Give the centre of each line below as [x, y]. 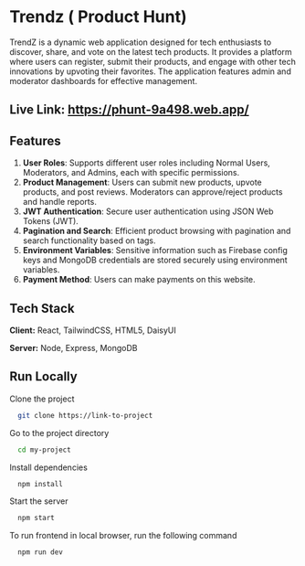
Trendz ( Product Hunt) [98, 17]
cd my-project [44, 450]
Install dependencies [49, 467]
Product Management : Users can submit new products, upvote [142, 182]
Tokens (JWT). [51, 221]
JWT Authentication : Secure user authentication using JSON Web [148, 211]
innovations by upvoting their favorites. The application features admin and [151, 71]
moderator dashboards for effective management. [104, 80]
